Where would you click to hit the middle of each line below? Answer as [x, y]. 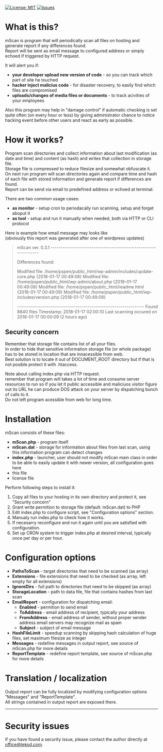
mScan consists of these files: [35, 432]
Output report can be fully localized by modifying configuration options [76, 691]
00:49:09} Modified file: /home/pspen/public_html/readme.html [80, 287]
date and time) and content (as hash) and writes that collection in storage [78, 158]
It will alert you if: [22, 65]
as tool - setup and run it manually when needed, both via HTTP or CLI [83, 218]
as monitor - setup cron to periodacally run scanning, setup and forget [83, 208]
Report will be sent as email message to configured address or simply [75, 50]
